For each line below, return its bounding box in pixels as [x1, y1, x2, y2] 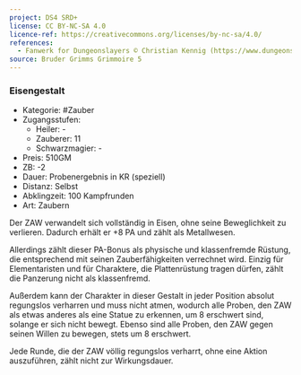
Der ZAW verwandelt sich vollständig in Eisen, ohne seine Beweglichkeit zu [9, 217, 287, 229]
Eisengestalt [9, 84, 65, 97]
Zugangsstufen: [21, 114, 82, 126]
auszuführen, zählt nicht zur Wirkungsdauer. [9, 355, 174, 366]
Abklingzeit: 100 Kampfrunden [21, 190, 134, 202]
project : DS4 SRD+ [9, 13, 78, 22]
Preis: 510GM [21, 153, 72, 163]
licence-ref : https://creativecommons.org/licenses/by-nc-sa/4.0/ [9, 30, 262, 39]
